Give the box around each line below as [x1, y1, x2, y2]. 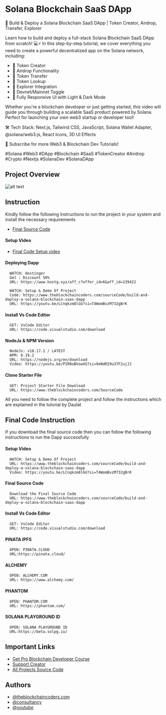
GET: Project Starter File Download [9, 383, 85, 388]
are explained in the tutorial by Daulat [5, 401, 82, 407]
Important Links [5, 642, 55, 651]
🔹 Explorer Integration [12, 83, 57, 89]
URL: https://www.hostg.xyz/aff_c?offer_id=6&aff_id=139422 [9, 279, 136, 284]
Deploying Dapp [5, 260, 39, 266]
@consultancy [12, 699, 42, 705]
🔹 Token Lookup [12, 78, 46, 84]
